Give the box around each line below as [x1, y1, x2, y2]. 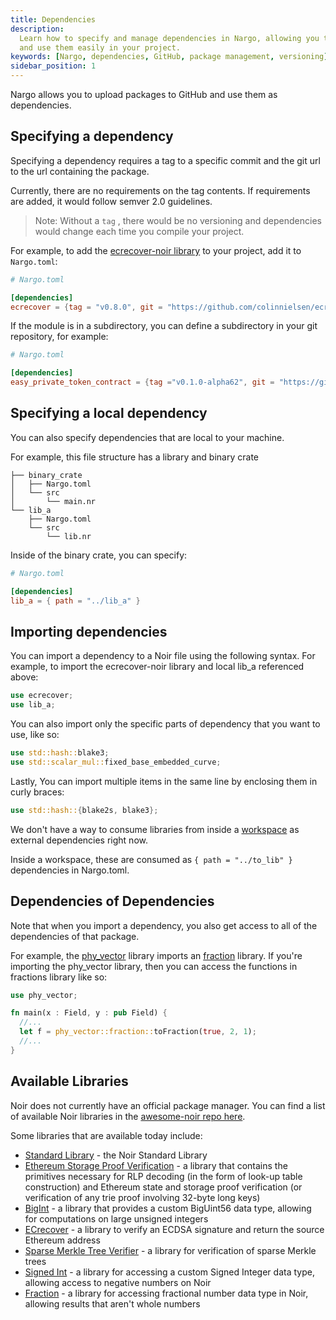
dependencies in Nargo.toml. [10, 864, 130, 876]
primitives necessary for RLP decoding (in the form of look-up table [24, 1170, 303, 1182]
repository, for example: [10, 331, 109, 343]
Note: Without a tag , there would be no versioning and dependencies [34, 214, 322, 226]
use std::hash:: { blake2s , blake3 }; [10, 805, 159, 815]
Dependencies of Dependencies [10, 893, 215, 910]
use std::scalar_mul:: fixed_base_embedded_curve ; [10, 757, 222, 767]
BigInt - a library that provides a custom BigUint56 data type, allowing [24, 1202, 312, 1214]
